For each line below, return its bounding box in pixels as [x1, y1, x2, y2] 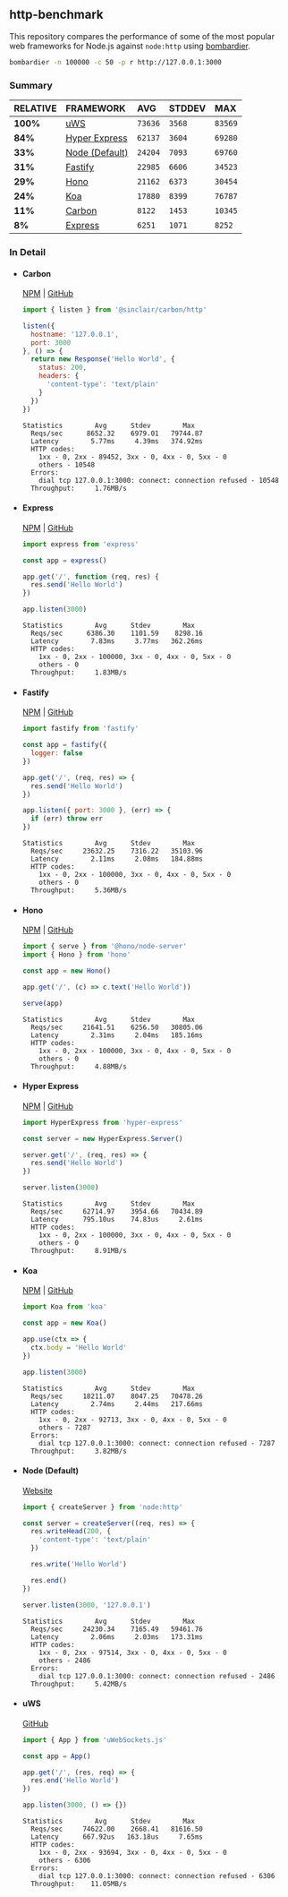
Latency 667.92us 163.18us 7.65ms [30, 1833, 203, 1841]
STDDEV [168, 102, 207, 115]
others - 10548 [38, 460, 96, 469]
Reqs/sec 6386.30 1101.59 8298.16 [30, 629, 203, 639]
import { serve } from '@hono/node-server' [21, 942, 188, 951]
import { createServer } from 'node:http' [21, 1502, 183, 1512]
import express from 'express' [21, 539, 140, 549]
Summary [9, 79, 54, 91]
